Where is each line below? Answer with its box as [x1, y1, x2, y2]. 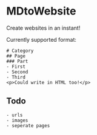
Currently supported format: [6, 36, 77, 43]
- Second [6, 68, 28, 75]
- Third [6, 74, 26, 80]
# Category [6, 47, 34, 54]
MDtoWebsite [6, 4, 76, 18]
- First [6, 64, 26, 70]
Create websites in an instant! [6, 24, 81, 31]
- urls [6, 112, 23, 118]
